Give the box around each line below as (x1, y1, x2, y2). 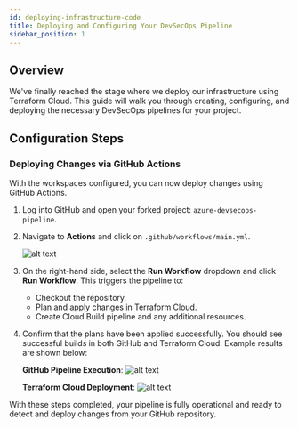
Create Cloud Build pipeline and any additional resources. (35, 311, 246, 321)
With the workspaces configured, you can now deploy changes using (9, 177, 264, 188)
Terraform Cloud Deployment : (21, 382, 136, 392)
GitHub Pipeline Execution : (21, 364, 124, 375)
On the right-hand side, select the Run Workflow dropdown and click (21, 265, 277, 276)
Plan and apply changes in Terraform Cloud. (35, 302, 197, 312)
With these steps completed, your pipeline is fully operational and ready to (9, 399, 282, 409)
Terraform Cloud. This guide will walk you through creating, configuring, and (9, 95, 290, 107)
